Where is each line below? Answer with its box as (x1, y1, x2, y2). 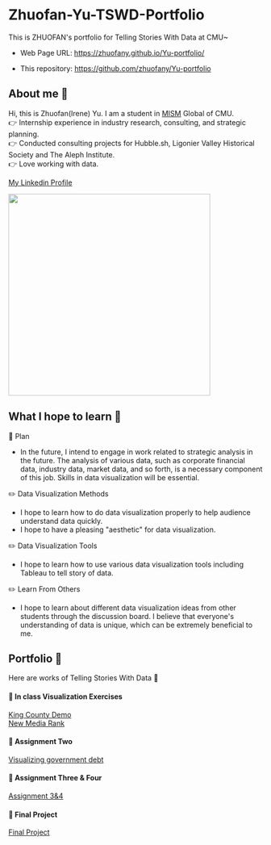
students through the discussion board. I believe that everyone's (19, 611, 235, 621)
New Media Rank (8, 718, 65, 728)
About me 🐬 (8, 87, 69, 101)
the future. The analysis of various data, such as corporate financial (19, 455, 246, 465)
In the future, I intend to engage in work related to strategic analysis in (19, 446, 253, 457)
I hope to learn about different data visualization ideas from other (19, 603, 236, 613)
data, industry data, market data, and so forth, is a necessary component (19, 464, 263, 474)
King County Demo (8, 709, 72, 719)
